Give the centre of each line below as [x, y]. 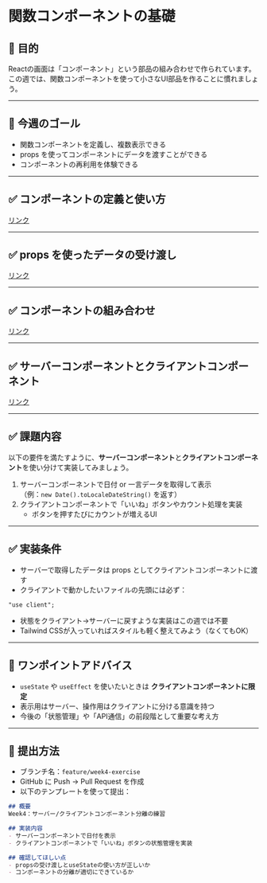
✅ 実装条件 [35, 549]
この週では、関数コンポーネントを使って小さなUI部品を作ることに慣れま [126, 79]
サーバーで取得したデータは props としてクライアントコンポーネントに [135, 569]
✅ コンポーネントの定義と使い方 [87, 199]
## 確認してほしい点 [37, 858]
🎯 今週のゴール [44, 124]
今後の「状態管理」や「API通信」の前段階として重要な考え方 [119, 716]
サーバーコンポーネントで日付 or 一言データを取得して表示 [116, 484]
